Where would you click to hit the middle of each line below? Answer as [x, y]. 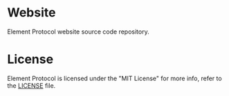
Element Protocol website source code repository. [79, 32]
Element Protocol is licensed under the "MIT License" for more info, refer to [115, 78]
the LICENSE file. [31, 85]
